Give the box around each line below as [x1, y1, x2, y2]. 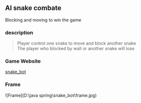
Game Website [5, 58, 41, 65]
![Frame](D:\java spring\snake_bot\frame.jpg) [5, 92, 97, 98]
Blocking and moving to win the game [5, 17, 82, 23]
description [5, 29, 33, 36]
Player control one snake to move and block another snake [17, 40, 136, 46]
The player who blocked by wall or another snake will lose [17, 46, 135, 51]
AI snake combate [5, 4, 61, 12]
